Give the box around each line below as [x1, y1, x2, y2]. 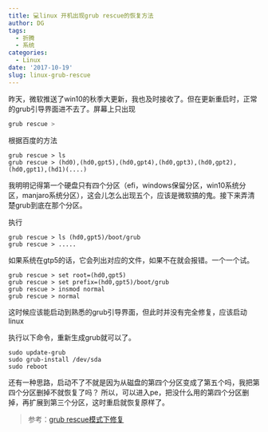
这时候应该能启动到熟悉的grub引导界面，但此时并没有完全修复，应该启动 [8, 307, 247, 316]
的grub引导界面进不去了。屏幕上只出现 [8, 104, 136, 113]
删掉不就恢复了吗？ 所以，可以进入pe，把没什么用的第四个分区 [35, 387, 242, 397]
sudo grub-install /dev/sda [8, 355, 102, 363]
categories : [8, 49, 48, 57]
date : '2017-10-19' [8, 64, 73, 72]
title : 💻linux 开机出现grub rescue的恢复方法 [8, 11, 154, 20]
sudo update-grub [8, 348, 66, 356]
